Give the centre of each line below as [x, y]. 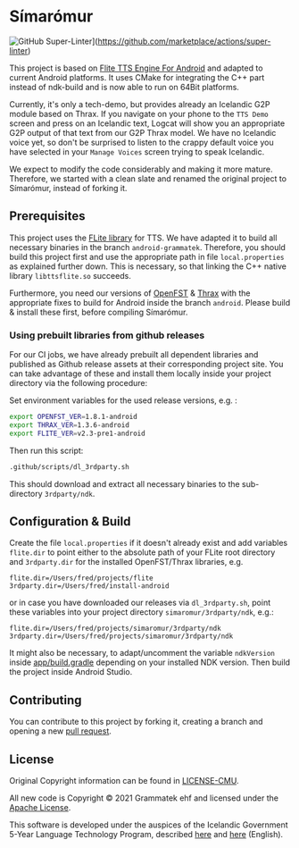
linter [19, 50]
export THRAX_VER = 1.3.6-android [69, 425]
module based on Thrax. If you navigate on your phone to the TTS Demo [139, 113]
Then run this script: [46, 450]
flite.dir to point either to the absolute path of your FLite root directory [142, 552]
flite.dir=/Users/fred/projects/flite [81, 578]
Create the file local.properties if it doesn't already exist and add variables [149, 543]
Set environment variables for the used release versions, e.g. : [124, 400]
